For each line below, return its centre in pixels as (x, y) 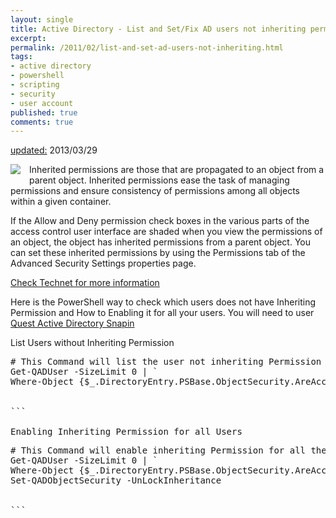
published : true (44, 112)
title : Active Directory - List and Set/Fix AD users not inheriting (158, 29)
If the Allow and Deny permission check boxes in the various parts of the (160, 221)
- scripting (35, 85)
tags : (21, 57)
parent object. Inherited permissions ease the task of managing (159, 180)
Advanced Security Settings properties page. (103, 263)
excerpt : (28, 38)
